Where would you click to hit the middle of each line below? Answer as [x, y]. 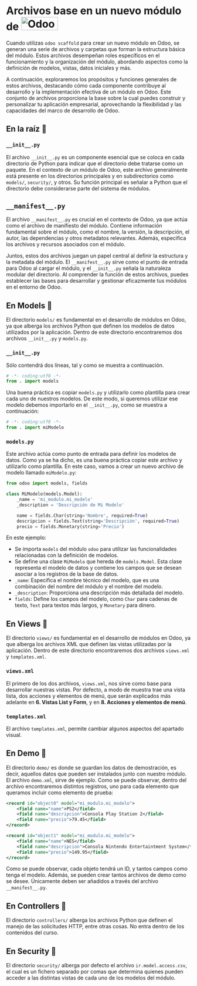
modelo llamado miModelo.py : [41, 473]
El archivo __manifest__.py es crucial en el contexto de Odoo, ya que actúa [97, 219]
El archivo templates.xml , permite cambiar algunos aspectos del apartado [95, 728]
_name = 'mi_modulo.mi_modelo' [55, 500]
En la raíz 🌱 [26, 129]
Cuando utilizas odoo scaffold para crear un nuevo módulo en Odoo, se [93, 43]
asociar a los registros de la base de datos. [67, 574]
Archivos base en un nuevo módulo [94, 11]
